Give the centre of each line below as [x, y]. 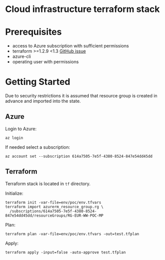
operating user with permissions [45, 62]
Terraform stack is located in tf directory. [48, 184]
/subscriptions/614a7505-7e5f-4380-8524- [53, 211]
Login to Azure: [21, 129]
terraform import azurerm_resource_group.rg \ [54, 207]
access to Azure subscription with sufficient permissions [71, 46]
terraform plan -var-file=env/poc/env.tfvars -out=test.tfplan [72, 234]
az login [14, 138]
